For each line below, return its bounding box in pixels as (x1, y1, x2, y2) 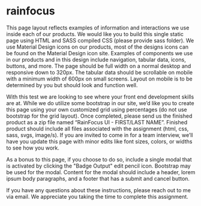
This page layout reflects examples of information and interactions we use (6, 24, 190, 31)
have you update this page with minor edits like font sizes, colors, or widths (6, 138, 193, 145)
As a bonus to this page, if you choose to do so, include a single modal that (6, 156, 192, 163)
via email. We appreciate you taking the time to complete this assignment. (6, 193, 189, 200)
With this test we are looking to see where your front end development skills (6, 93, 194, 100)
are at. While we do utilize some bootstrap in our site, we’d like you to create (6, 99, 194, 106)
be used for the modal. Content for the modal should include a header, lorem (6, 168, 196, 175)
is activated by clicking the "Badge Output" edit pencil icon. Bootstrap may (6, 162, 191, 169)
